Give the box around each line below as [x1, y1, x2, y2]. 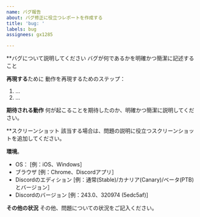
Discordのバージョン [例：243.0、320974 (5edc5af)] [15, 191, 148, 199]
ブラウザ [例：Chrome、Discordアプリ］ [15, 169, 118, 176]
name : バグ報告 [6, 9, 41, 15]
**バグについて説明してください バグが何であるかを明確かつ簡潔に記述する [6, 54, 195, 62]
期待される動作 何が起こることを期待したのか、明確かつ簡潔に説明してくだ [6, 106, 195, 114]
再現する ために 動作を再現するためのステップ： [6, 75, 126, 83]
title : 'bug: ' [6, 20, 45, 26]
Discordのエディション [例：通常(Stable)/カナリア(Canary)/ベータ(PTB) [15, 176, 194, 183]
